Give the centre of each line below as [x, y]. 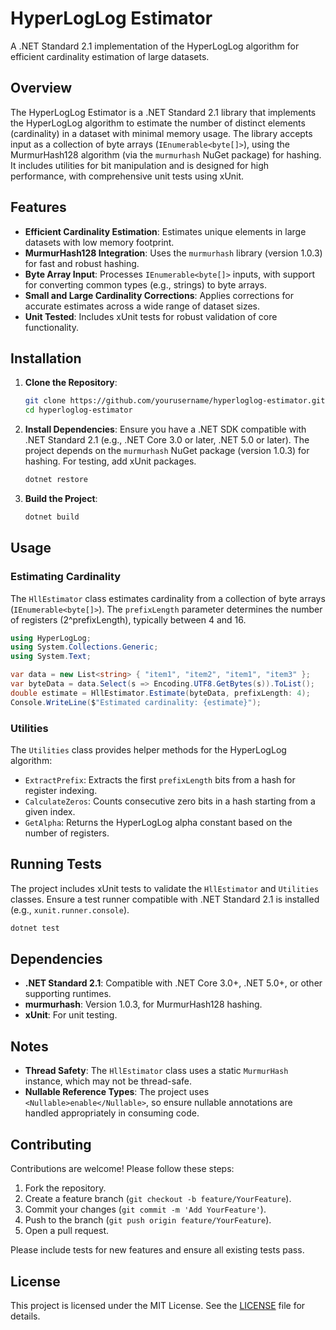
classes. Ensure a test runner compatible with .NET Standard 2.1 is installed [165, 899]
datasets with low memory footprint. [99, 242]
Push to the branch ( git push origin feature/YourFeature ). [148, 1220]
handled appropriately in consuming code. [112, 1113]
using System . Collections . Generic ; [84, 647]
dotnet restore [56, 480]
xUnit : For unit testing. [71, 1015]
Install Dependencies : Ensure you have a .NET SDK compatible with [165, 429]
